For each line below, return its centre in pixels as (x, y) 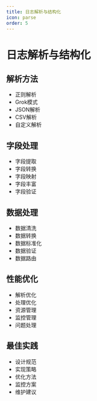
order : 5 (17, 23)
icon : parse (21, 18)
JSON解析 (28, 110)
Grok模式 (26, 102)
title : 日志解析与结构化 (34, 12)
